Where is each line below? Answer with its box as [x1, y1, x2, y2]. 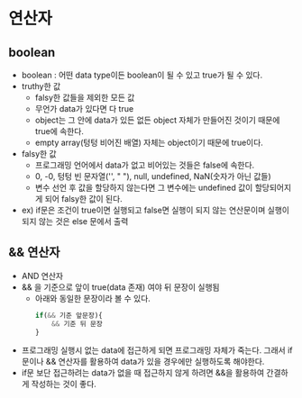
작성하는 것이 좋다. [31, 379, 96, 390]
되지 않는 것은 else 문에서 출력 [21, 216, 129, 226]
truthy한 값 [21, 81, 61, 91]
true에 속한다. [34, 126, 85, 136]
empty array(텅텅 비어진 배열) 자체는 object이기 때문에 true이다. [34, 137, 263, 148]
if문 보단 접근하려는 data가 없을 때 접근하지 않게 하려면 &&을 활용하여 [21, 367, 265, 378]
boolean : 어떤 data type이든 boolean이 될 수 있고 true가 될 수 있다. [21, 69, 263, 80]
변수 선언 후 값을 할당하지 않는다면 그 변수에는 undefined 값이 [34, 182, 253, 193]
